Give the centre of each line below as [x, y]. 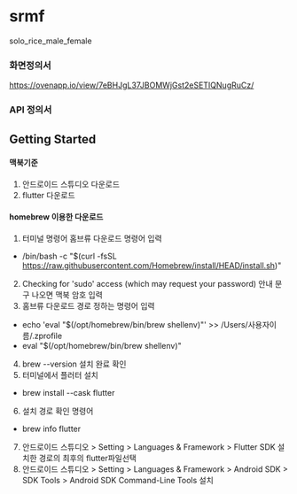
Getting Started [53, 139]
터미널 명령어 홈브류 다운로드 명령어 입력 [92, 238]
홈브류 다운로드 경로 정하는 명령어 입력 [88, 305]
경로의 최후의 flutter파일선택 [88, 458]
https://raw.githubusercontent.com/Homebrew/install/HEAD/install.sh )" [152, 265]
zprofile [48, 336]
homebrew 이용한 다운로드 [56, 217]
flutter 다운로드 [48, 195]
